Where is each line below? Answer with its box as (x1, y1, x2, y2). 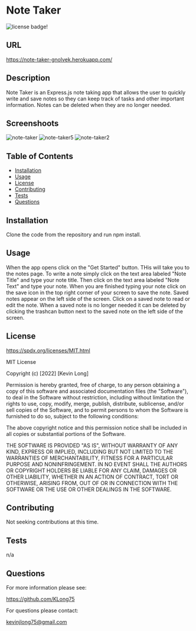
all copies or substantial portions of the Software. (6, 430, 126, 437)
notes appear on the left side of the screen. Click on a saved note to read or (6, 295, 190, 302)
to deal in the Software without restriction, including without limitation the (6, 393, 184, 401)
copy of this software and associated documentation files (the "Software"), (6, 388, 189, 395)
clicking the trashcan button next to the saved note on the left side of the (6, 308, 183, 315)
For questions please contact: (6, 607, 79, 614)
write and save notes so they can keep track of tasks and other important (6, 95, 184, 102)
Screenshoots (6, 118, 59, 128)
